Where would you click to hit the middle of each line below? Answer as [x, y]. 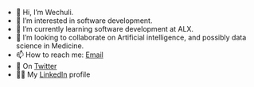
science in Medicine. [50, 46]
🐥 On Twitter [36, 66]
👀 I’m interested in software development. [84, 21]
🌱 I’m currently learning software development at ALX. [104, 29]
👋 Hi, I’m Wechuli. [45, 12]
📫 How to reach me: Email [59, 55]
